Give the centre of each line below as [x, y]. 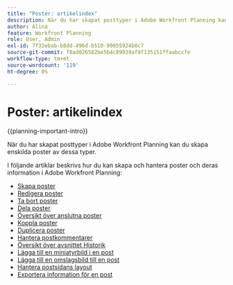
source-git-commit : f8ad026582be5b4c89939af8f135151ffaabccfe [99, 53]
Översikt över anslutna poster [59, 216]
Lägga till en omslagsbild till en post [68, 260]
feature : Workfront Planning [49, 33]
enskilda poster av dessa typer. [52, 152]
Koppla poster [37, 223]
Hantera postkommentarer [55, 238]
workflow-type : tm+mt [38, 59]
